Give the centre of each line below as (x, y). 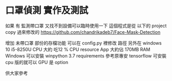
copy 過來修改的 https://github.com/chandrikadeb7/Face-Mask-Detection (83, 32)
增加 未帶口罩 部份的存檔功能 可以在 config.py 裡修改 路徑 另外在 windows (84, 43)
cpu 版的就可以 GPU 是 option (37, 62)
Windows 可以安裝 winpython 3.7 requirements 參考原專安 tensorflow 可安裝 (86, 56)
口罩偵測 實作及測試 (47, 11)
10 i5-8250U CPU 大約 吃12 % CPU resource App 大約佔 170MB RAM (78, 49)
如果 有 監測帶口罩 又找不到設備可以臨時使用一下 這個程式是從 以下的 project (86, 26)
